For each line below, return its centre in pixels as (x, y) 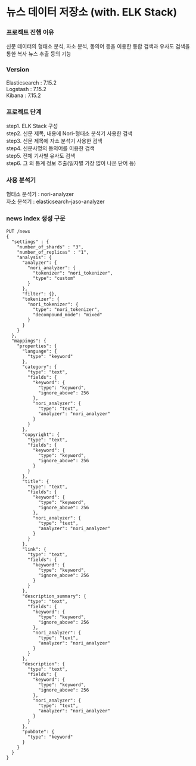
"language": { (40, 351)
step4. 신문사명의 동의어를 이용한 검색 (51, 148)
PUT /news (18, 231)
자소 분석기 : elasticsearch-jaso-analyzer (56, 202)
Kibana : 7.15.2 (24, 95)
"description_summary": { (54, 596)
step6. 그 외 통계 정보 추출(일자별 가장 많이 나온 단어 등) (71, 163)
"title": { (35, 481)
